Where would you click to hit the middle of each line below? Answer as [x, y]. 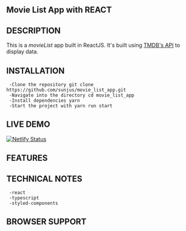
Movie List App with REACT [59, 10]
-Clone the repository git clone [51, 85]
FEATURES [27, 158]
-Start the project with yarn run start [61, 106]
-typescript [24, 198]
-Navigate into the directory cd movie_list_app [72, 95]
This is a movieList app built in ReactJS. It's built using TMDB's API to [93, 45]
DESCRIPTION [33, 31]
